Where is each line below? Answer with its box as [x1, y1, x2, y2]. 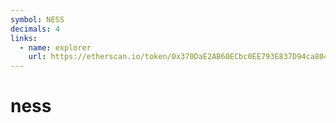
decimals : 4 [10, 24, 60, 34]
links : [10, 33, 38, 43]
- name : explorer [19, 42, 92, 53]
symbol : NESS [10, 14, 65, 25]
